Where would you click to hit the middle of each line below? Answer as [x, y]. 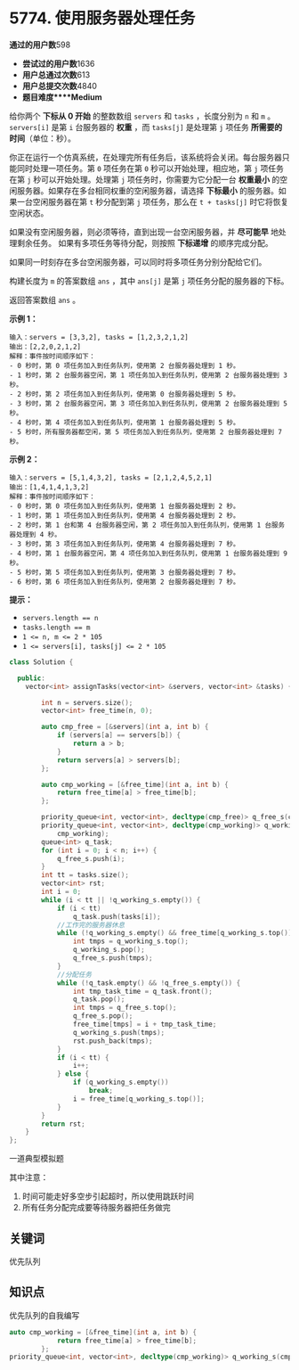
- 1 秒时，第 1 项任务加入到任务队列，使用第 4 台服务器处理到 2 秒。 [125, 515]
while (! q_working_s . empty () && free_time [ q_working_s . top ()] [174, 933]
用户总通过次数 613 [56, 74]
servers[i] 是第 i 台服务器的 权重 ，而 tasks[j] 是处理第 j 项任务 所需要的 [146, 127]
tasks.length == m [56, 628]
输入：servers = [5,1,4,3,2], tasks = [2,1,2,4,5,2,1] [111, 478]
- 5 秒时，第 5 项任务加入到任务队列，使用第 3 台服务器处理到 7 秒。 [125, 572]
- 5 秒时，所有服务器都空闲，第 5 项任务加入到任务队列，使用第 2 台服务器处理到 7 [146, 432]
